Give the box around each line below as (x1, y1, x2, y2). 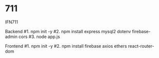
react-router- (128, 43, 155, 49)
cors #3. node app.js (19, 34, 60, 39)
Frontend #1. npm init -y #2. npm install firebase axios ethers (5, 43, 127, 49)
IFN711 (5, 19, 18, 25)
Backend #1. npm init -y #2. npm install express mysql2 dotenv (5, 28, 131, 34)
